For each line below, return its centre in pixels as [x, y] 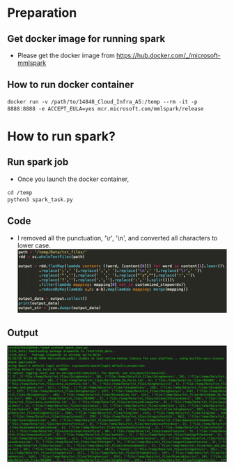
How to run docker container [71, 85]
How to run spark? [62, 136]
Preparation [42, 13]
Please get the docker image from [66, 55]
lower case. [34, 245]
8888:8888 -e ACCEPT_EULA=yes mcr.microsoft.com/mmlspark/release [106, 109]
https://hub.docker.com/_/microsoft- [168, 55]
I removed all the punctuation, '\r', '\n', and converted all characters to [117, 238]
